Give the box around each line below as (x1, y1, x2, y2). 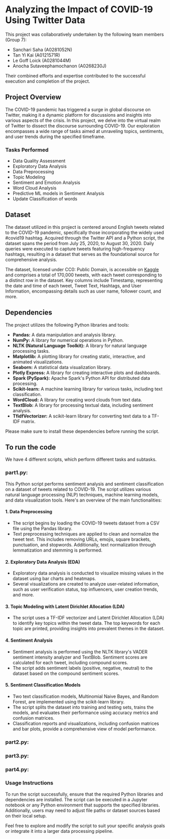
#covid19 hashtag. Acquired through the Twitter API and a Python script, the (5, 234, 164, 241)
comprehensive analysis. (5, 256, 57, 263)
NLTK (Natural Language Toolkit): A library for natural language (12, 343, 147, 349)
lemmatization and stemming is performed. (12, 547, 103, 553)
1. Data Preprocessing (5, 509, 52, 515)
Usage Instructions (5, 779, 53, 786)
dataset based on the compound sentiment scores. (12, 670, 120, 676)
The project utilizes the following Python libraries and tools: (5, 322, 129, 328)
